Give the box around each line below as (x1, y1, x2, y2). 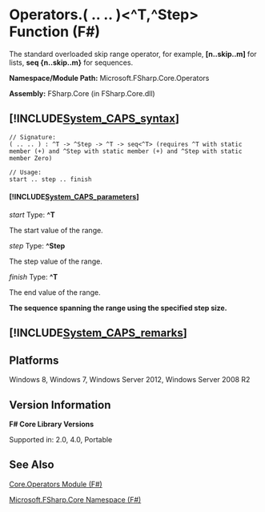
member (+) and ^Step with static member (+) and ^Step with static (9, 147, 243, 155)
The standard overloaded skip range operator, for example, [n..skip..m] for (9, 49, 257, 58)
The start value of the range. (9, 225, 103, 235)
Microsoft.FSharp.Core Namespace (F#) (9, 494, 142, 504)
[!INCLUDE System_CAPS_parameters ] (9, 192, 139, 202)
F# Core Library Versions (9, 419, 94, 429)
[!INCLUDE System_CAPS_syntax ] (9, 112, 179, 126)
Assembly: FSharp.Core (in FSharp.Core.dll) (9, 88, 155, 98)
